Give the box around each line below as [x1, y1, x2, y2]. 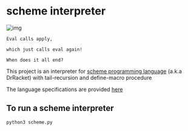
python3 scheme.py [6, 119, 53, 125]
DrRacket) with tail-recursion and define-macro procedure [6, 74, 152, 81]
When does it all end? [6, 57, 64, 63]
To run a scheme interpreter [6, 103, 114, 113]
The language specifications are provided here [6, 86, 123, 93]
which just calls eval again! [6, 46, 83, 53]
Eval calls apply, [6, 36, 53, 42]
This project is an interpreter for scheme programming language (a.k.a [6, 68, 182, 75]
